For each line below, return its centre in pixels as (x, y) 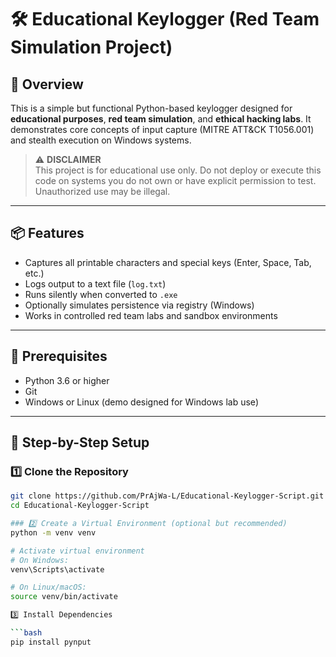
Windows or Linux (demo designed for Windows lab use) (141, 402)
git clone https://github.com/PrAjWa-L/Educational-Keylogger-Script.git (167, 496)
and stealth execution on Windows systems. (101, 140)
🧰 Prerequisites (59, 356)
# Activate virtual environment (77, 551)
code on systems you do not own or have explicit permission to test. (175, 180)
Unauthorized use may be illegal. (102, 191)
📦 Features (47, 233)
